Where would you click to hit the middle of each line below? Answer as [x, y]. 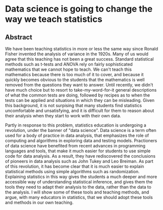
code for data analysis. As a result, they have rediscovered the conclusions [80, 156]
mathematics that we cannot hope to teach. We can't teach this [69, 69]
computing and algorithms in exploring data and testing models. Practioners [81, 141]
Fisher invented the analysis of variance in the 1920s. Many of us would [77, 54]
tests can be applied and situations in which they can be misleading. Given [80, 100]
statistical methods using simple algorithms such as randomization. [72, 171]
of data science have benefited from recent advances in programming [75, 146]
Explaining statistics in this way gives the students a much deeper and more [81, 177]
